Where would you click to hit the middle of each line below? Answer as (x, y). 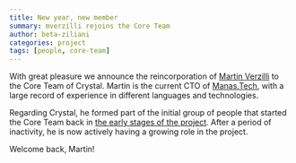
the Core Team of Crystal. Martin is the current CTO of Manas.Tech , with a (147, 86)
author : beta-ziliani (50, 34)
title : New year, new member (64, 17)
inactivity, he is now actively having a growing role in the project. (129, 132)
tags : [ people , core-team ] (60, 51)
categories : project (48, 43)
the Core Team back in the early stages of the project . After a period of (140, 123)
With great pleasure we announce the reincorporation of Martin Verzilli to (144, 76)
